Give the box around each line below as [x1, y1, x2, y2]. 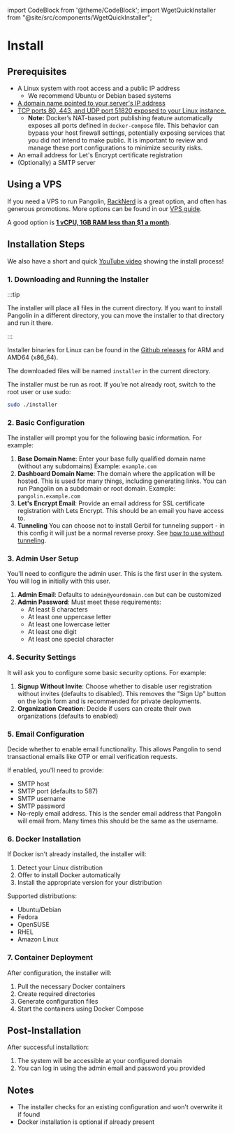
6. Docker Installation [7, 834, 82, 844]
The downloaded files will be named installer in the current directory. [7, 366, 211, 375]
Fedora [17, 913, 38, 921]
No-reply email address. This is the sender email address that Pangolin [17, 809, 221, 817]
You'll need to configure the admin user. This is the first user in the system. [7, 570, 224, 578]
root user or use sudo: [7, 387, 71, 396]
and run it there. [7, 318, 54, 327]
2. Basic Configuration [7, 417, 85, 427]
